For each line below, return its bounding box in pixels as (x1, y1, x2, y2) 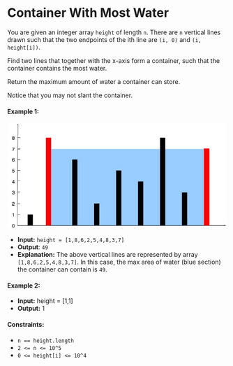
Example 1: (7, 107, 40, 115)
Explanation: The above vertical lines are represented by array (17, 251, 198, 259)
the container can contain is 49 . (17, 265, 108, 274)
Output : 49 (17, 243, 49, 251)
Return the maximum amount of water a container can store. (7, 77, 181, 85)
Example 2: (7, 281, 40, 290)
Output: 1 (17, 304, 45, 313)
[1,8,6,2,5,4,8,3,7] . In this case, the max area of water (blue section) (17, 258, 221, 267)
